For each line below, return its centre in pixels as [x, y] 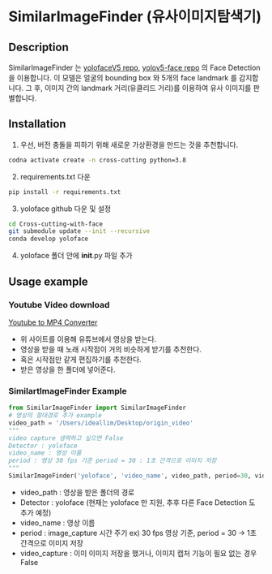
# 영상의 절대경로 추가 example [55, 416]
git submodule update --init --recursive [79, 231]
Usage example [49, 281]
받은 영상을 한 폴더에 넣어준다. [68, 369]
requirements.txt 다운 [55, 176]
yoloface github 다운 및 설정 [66, 209]
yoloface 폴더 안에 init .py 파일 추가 [76, 256]
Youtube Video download [59, 304]
